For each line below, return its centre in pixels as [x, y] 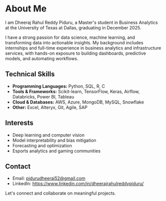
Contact [18, 166]
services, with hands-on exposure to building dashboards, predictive [76, 53]
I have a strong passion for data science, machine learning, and [70, 37]
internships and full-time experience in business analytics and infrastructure [83, 48]
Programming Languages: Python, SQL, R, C [59, 86]
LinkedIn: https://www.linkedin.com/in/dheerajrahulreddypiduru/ [78, 184]
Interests [19, 123]
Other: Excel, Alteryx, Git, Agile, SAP [50, 107]
